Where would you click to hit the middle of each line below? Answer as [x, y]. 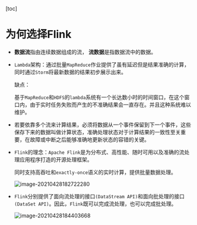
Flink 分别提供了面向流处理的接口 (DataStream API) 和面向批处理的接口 [99, 196]
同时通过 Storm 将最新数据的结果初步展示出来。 [70, 72]
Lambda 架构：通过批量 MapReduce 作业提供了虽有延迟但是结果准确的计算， [102, 64]
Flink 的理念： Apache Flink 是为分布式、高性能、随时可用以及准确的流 [99, 152]
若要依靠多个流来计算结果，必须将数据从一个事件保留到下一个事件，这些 [102, 125]
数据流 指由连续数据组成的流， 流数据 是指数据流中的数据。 [85, 52]
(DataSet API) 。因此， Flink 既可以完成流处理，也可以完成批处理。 [95, 204]
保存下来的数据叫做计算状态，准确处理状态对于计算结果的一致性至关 [97, 132]
